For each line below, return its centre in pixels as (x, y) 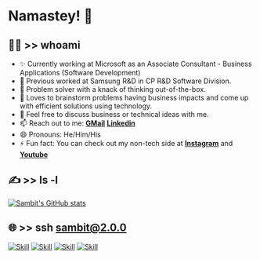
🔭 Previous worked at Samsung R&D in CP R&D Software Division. (125, 81)
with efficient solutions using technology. (86, 106)
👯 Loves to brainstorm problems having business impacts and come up (134, 98)
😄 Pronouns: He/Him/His (60, 134)
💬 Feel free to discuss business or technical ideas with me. (114, 114)
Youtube (34, 155)
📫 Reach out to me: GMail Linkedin (77, 123)
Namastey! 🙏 (51, 16)
